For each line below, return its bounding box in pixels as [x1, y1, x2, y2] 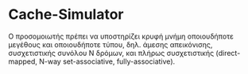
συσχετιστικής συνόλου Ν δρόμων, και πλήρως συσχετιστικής [8, 48, 215, 57]
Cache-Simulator [8, 6, 124, 24]
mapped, [8, 57, 38, 66]
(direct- [215, 48, 241, 57]
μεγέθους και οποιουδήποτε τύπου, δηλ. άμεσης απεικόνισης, [8, 39, 213, 49]
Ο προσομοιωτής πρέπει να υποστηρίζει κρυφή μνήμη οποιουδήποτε [8, 31, 234, 41]
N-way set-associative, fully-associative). [38, 57, 176, 66]
